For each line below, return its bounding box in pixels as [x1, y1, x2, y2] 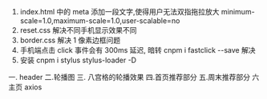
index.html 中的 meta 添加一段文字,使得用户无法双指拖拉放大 [19, 7, 220, 16]
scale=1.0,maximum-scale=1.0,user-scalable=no [19, 16, 180, 26]
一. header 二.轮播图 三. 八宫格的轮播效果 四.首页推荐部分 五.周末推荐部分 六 [8, 73, 260, 81]
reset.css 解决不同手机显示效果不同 [19, 26, 137, 34]
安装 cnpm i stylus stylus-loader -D [19, 55, 137, 65]
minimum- [220, 7, 255, 16]
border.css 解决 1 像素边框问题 [19, 35, 121, 45]
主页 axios [8, 82, 42, 92]
